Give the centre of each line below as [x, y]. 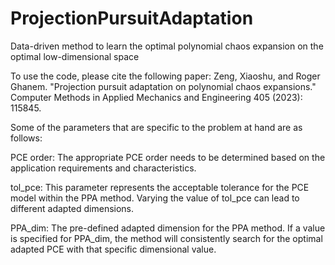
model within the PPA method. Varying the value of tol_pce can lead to [155, 198]
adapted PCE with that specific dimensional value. [113, 249]
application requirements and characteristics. [103, 168]
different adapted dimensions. [72, 208]
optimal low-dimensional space [75, 56]
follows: [26, 138]
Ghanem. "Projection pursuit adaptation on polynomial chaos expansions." [163, 86]
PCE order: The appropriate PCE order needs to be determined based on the [168, 157]
